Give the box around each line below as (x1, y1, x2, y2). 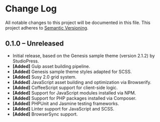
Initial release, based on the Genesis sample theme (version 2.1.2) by (12, 52, 155, 58)
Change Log (5, 3, 57, 14)
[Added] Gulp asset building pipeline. (12, 63, 91, 69)
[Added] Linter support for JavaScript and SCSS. (12, 105, 115, 111)
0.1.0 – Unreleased (5, 39, 64, 48)
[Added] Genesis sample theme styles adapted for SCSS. (12, 68, 132, 74)
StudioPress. (12, 58, 39, 64)
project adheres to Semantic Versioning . (5, 24, 89, 30)
